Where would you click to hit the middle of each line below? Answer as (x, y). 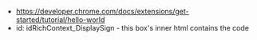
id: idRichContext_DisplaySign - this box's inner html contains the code (132, 28)
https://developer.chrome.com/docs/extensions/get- (102, 11)
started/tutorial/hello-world (60, 20)
